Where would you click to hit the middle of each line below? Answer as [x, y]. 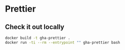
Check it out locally [35, 27]
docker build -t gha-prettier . [38, 38]
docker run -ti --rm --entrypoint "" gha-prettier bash [62, 42]
